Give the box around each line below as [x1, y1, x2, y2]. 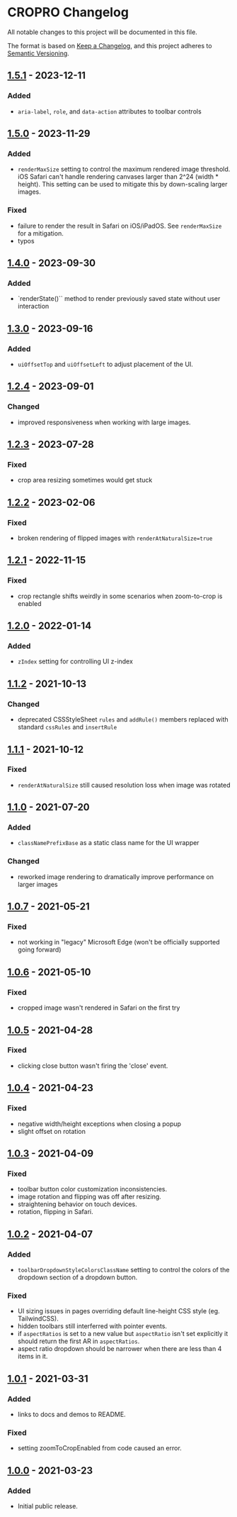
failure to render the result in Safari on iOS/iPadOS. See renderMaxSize [17, 221, 222, 230]
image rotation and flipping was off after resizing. [17, 1193, 161, 1201]
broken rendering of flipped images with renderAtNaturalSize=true [17, 534, 213, 543]
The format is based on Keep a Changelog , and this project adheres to [7, 41, 212, 50]
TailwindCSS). [17, 1314, 59, 1323]
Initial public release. [17, 1501, 78, 1510]
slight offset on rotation [17, 1127, 86, 1135]
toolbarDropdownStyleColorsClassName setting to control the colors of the [17, 1265, 230, 1274]
